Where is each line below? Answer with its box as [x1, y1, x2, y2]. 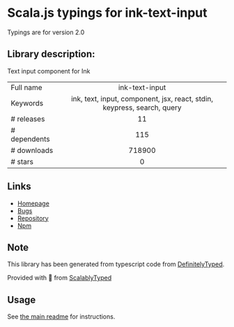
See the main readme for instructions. [7, 312, 116, 321]
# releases [10, 114, 45, 124]
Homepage [17, 199, 50, 208]
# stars [10, 157, 33, 166]
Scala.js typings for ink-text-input [7, 5, 208, 21]
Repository [17, 214, 49, 222]
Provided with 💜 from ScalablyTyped [7, 274, 112, 282]
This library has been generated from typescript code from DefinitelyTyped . [7, 260, 225, 268]
